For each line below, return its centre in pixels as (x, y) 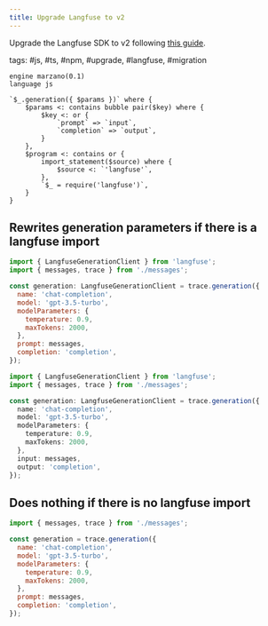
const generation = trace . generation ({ (83, 539)
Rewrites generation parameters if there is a (133, 228)
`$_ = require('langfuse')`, (95, 185)
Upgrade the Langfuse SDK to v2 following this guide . (107, 43)
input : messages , (49, 458)
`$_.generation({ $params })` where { (81, 99)
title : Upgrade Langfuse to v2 (67, 17)
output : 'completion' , (59, 467)
